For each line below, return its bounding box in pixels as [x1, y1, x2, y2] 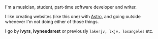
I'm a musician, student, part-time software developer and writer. [5, 4, 137, 10]
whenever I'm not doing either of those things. [5, 19, 99, 24]
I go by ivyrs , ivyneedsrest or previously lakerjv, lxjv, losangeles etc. [5, 28, 154, 34]
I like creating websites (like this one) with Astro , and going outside [5, 14, 141, 19]
